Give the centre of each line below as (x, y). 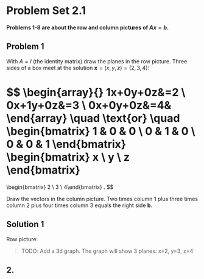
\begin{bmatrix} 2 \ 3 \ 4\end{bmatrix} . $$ (60, 187)
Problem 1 (25, 47)
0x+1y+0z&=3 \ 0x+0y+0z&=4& (89, 105)
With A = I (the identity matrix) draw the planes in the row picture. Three (97, 61)
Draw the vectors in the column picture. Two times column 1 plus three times (102, 199)
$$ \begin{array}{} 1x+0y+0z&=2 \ (96, 92)
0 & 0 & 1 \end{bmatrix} (66, 144)
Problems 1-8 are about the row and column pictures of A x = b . (88, 27)
